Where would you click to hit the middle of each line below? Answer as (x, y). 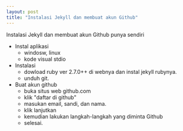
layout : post (22, 12)
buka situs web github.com (57, 91)
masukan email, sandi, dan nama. (65, 103)
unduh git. (36, 78)
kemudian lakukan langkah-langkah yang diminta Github (93, 116)
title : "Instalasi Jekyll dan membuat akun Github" (72, 17)
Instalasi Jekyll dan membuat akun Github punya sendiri (75, 34)
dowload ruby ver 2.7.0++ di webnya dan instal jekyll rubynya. (100, 72)
